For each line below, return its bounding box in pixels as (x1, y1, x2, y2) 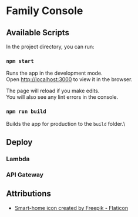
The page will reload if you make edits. (6, 87, 100, 95)
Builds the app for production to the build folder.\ (6, 120, 126, 127)
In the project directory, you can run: (6, 43, 95, 50)
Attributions (6, 189, 52, 199)
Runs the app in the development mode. (6, 69, 103, 77)
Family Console (6, 4, 83, 18)
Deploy (6, 137, 33, 147)
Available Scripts (6, 28, 69, 38)
